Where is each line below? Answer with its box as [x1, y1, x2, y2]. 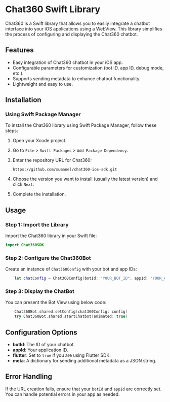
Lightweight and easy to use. [12, 81, 73, 87]
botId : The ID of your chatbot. [12, 342, 75, 348]
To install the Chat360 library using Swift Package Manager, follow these [5, 122, 157, 128]
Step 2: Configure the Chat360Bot [5, 254, 91, 261]
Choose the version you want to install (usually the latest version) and [12, 176, 158, 182]
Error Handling [5, 372, 52, 381]
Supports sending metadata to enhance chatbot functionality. [12, 75, 141, 82]
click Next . [12, 181, 34, 187]
